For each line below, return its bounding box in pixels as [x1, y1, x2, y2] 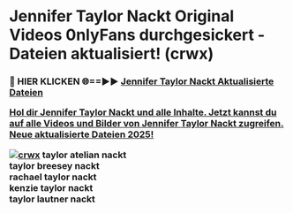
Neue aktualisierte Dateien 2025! [9, 128, 154, 141]
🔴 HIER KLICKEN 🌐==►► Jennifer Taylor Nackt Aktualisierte [9, 75, 274, 87]
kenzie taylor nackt [9, 181, 94, 194]
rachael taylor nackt [9, 171, 97, 183]
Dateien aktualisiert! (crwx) [9, 44, 214, 64]
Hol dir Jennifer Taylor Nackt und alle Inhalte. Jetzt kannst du [9, 106, 277, 118]
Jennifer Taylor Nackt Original [9, 6, 235, 27]
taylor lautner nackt [9, 193, 95, 205]
